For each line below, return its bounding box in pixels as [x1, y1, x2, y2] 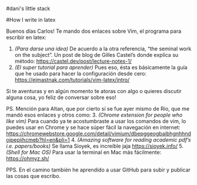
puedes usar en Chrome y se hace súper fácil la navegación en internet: [6, 124, 181, 131]
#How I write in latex [6, 16, 56, 23]
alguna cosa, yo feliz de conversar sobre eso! [6, 94, 116, 101]
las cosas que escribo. [6, 173, 61, 179]
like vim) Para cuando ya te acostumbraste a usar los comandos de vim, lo [6, 118, 186, 125]
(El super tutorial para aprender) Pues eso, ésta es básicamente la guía [14, 64, 188, 71]
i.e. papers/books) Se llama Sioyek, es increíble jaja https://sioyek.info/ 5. [6, 143, 184, 149]
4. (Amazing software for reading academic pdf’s [71, 136, 191, 143]
